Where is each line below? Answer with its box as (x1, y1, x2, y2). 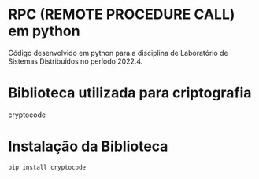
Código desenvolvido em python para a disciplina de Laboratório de (8, 48, 228, 57)
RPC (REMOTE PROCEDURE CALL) (8, 5, 235, 24)
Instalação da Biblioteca (8, 137, 168, 155)
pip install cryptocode (8, 163, 87, 171)
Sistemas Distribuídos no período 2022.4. (8, 57, 143, 66)
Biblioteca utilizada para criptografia (8, 84, 252, 102)
